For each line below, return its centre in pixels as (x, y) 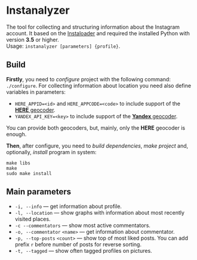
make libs (19, 163)
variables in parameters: (36, 92)
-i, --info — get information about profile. (68, 206)
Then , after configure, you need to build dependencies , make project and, (97, 146)
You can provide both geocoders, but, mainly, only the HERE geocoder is (96, 128)
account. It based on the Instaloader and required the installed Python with (98, 33)
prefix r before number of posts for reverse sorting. (78, 244)
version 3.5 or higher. (33, 39)
